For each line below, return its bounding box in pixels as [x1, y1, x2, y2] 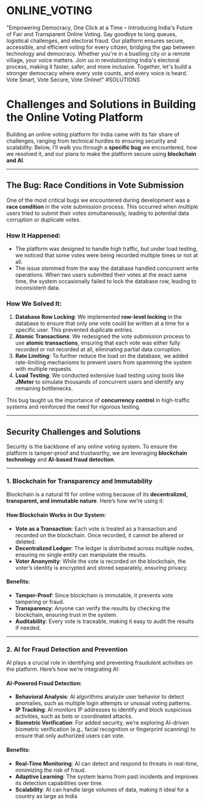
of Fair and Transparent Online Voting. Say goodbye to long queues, [6, 30, 178, 37]
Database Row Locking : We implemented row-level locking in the [15, 313, 182, 321]
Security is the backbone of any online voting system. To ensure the [6, 443, 178, 450]
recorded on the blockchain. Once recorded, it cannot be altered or [15, 531, 184, 539]
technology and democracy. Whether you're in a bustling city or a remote [6, 50, 190, 57]
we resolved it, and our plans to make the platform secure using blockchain [6, 150, 196, 157]
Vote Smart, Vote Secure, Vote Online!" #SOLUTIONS [6, 76, 140, 83]
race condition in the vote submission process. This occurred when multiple [6, 203, 198, 210]
